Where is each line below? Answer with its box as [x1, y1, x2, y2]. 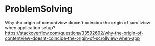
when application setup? [5, 24, 56, 30]
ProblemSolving [5, 3, 73, 15]
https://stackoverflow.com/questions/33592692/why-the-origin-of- [5, 30, 144, 36]
